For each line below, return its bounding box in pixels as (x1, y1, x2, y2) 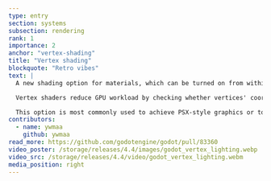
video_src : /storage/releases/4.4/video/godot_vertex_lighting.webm (8, 153, 244, 161)
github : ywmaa (23, 130, 70, 139)
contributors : (8, 116, 56, 124)
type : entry (8, 11, 48, 20)
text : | (8, 72, 35, 80)
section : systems (8, 19, 67, 27)
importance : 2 (8, 42, 56, 50)
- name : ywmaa (15, 123, 63, 131)
